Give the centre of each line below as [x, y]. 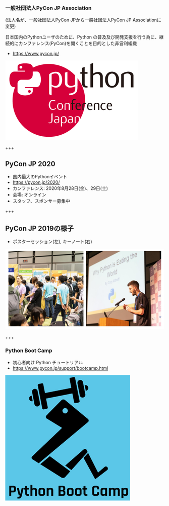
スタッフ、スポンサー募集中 [41, 201]
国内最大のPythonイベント [40, 177]
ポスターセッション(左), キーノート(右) [52, 241]
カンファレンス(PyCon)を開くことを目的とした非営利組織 [78, 44]
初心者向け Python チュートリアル [48, 362]
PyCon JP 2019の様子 [40, 228]
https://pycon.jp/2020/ [36, 182]
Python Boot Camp [29, 351]
